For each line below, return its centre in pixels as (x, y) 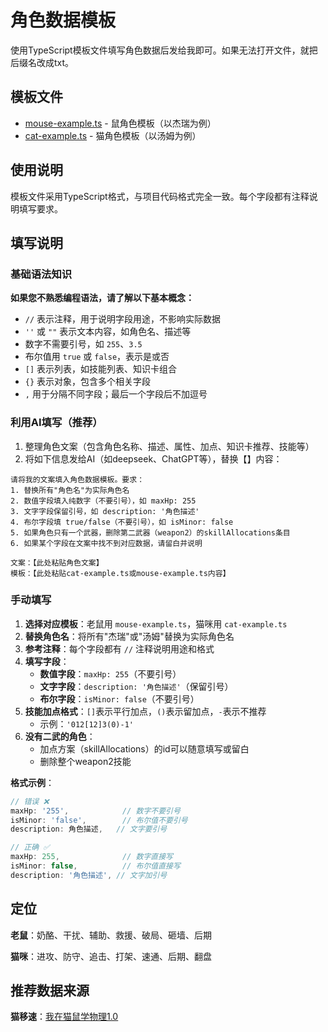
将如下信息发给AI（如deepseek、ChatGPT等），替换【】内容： (153, 458)
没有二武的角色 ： (60, 736)
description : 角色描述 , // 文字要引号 (89, 829)
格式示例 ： (32, 782)
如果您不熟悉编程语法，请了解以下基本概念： (102, 298)
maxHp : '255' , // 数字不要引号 (95, 811)
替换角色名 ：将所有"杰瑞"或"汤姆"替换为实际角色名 (129, 636)
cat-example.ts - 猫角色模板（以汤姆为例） (113, 135)
